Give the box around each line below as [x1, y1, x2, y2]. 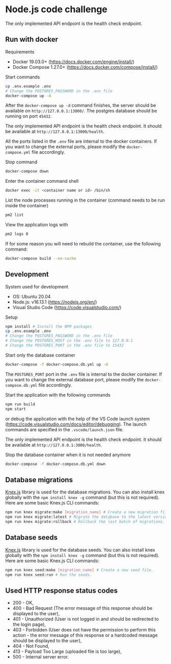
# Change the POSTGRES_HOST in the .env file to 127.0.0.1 [5, 338, 133, 343]
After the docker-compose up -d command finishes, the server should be [5, 102, 156, 108]
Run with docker [5, 35, 59, 44]
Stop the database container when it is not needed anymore [5, 452, 131, 458]
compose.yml [5, 150, 31, 155]
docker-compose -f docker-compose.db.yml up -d [5, 362, 108, 367]
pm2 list [5, 212, 24, 217]
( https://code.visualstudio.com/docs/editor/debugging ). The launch [5, 421, 147, 427]
